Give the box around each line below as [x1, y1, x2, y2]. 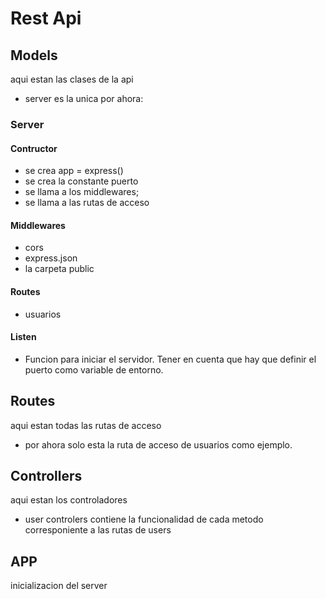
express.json [24, 252, 78, 264]
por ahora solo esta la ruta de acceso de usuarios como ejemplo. [24, 438, 293, 451]
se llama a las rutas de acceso [24, 197, 150, 209]
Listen [10, 331, 37, 343]
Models [10, 47, 58, 64]
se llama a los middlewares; [24, 186, 140, 198]
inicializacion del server [10, 580, 108, 592]
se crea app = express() [24, 165, 124, 177]
